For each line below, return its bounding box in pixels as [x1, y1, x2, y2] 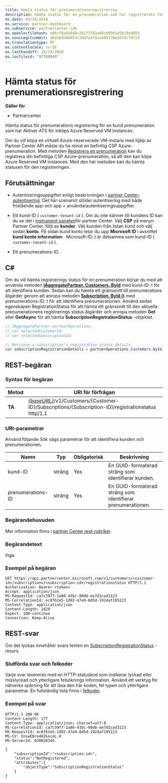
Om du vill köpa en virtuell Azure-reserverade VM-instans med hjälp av [5, 138, 151, 144]
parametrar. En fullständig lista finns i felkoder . [5, 688, 101, 694]
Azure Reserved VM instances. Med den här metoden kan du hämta [5, 159, 145, 165]
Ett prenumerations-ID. [12, 249, 59, 255]
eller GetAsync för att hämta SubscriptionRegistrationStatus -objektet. [5, 314, 154, 320]
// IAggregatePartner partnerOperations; [5, 323, 93, 329]
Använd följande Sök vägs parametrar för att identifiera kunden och [5, 436, 144, 442]
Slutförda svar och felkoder [5, 660, 73, 667]
